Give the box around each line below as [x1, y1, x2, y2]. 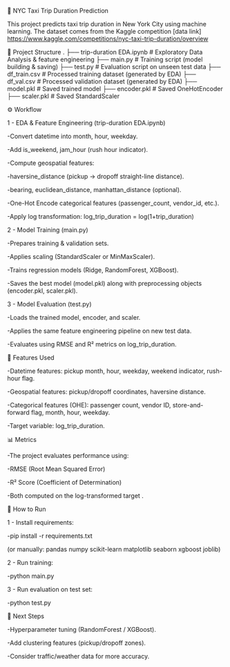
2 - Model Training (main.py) [7, 226, 88, 234]
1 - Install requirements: [7, 519, 74, 526]
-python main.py [7, 572, 55, 580]
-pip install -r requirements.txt [7, 532, 93, 540]
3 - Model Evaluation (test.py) [7, 300, 92, 308]
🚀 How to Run [7, 505, 46, 513]
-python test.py [7, 599, 52, 607]
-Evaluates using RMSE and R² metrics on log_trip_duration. [7, 340, 178, 348]
